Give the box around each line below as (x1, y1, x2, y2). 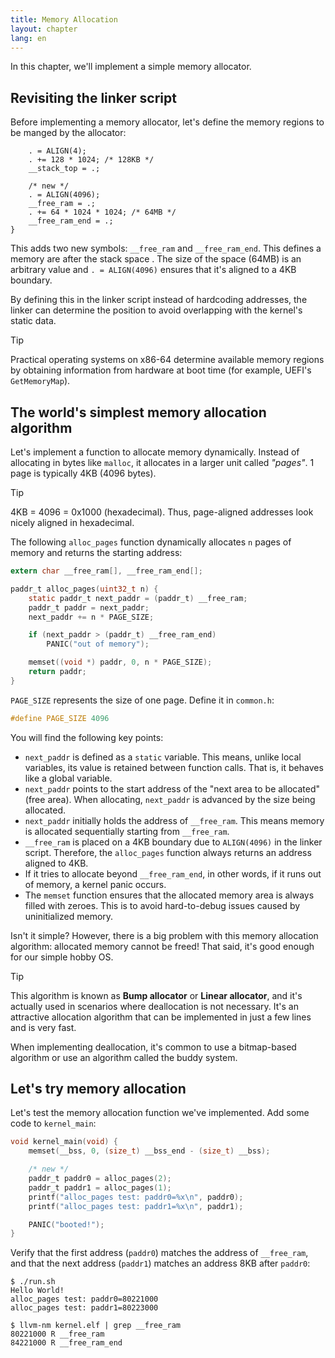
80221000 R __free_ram (10, 1329, 105, 1340)
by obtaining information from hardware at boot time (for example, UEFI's (10, 364, 312, 376)
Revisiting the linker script (10, 89, 177, 106)
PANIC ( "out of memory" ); (46, 639, 150, 650)
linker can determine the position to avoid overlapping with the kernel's (10, 304, 303, 316)
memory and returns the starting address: (10, 547, 183, 558)
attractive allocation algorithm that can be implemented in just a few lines (10, 1011, 312, 1023)
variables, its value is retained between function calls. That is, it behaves (24, 761, 324, 773)
